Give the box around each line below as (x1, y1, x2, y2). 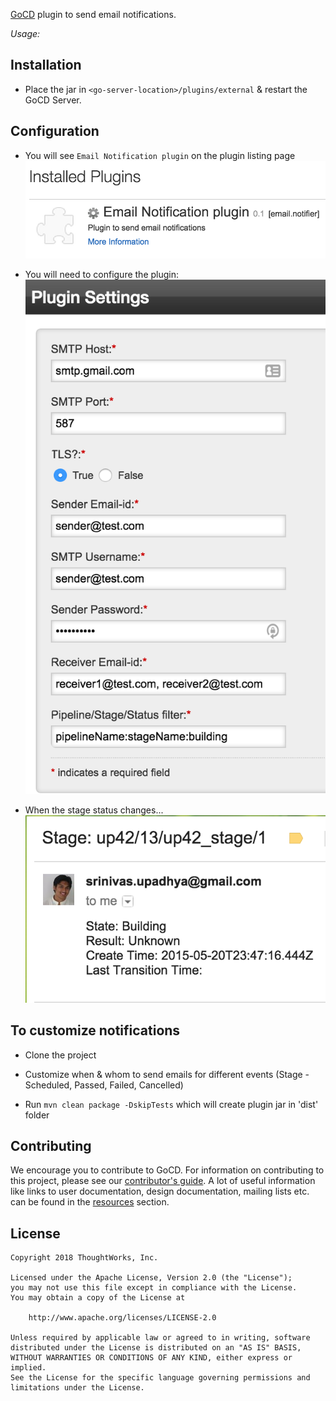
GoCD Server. (24, 94, 82, 106)
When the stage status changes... (24, 804, 164, 816)
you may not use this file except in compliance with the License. (10, 1283, 298, 1293)
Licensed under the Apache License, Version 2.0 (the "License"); (10, 1273, 293, 1283)
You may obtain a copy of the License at (10, 1293, 186, 1303)
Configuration (10, 123, 100, 140)
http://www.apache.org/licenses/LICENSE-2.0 (28, 1313, 217, 1323)
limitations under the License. (10, 1383, 145, 1393)
